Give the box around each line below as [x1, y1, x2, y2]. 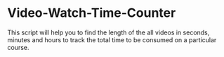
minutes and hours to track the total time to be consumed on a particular [7, 35, 217, 44]
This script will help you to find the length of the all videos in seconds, [7, 28, 210, 37]
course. [7, 43, 29, 51]
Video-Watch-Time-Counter [7, 5, 176, 21]
